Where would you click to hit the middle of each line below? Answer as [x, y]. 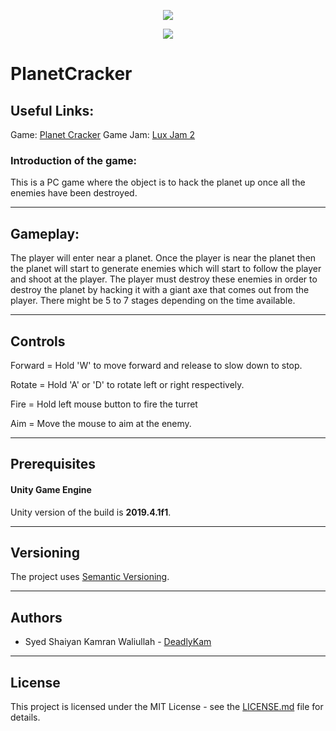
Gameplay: [45, 233]
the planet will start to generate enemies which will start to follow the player [166, 269]
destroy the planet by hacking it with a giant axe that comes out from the [160, 290]
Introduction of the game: [73, 160]
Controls [38, 341]
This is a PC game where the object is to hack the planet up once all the [158, 182]
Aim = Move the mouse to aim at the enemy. [101, 423]
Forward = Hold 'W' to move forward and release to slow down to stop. [156, 365]
